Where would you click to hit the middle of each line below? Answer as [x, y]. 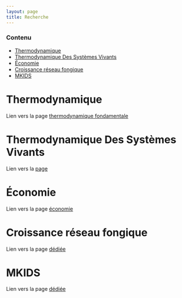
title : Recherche [27, 17]
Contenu [19, 38]
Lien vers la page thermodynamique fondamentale [67, 116]
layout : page [22, 12]
